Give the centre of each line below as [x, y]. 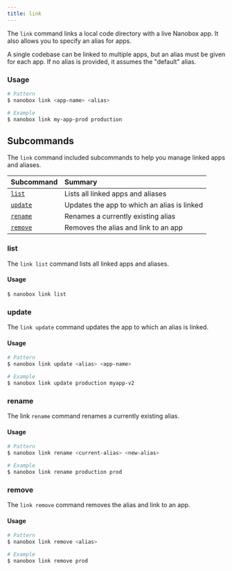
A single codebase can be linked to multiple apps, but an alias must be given [116, 54]
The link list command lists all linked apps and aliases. [88, 264]
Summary [81, 182]
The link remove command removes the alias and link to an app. [99, 504]
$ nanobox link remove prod [48, 561]
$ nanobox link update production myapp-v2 [71, 383]
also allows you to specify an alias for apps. [69, 41]
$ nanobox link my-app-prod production [65, 119]
